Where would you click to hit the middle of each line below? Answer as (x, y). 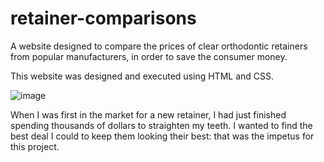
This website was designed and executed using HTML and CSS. (142, 76)
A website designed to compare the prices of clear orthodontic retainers (159, 46)
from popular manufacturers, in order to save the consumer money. (149, 56)
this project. (35, 146)
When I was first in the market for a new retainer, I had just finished (148, 114)
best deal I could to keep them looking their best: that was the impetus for (162, 136)
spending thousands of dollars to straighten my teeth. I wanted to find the (161, 125)
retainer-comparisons (103, 18)
